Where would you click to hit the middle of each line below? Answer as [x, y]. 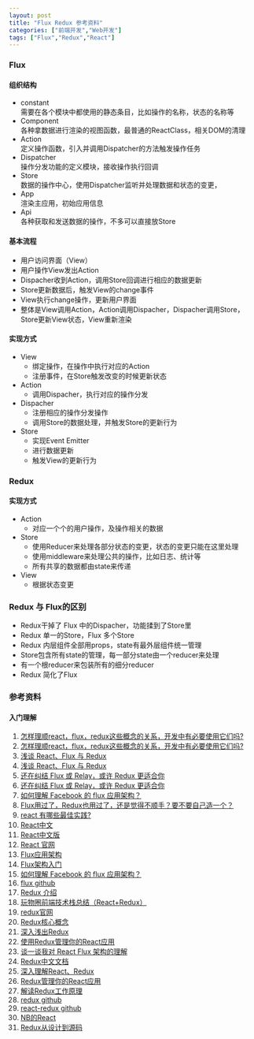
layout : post [30, 15]
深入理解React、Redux [57, 971]
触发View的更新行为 [64, 460]
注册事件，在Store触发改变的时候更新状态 [99, 376]
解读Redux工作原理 [52, 991]
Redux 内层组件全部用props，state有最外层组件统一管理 [111, 645]
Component [39, 121]
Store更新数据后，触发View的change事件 [87, 289]
